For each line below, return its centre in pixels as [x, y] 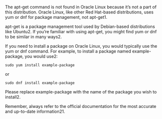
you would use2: [41, 56]
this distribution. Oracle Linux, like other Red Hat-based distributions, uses [79, 12]
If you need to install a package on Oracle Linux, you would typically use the [81, 46]
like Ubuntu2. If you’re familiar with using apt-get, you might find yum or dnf [81, 32]
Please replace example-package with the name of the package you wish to [81, 92]
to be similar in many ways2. [33, 37]
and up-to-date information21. [35, 111]
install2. [13, 97]
